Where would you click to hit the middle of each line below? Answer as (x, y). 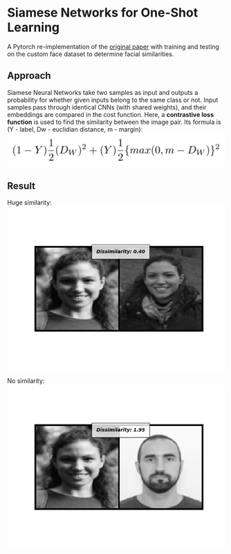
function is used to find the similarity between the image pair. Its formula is (114, 122)
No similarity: (26, 381)
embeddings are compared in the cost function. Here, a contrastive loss (111, 114)
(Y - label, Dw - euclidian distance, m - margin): (75, 129)
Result (21, 186)
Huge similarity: (29, 203)
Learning (34, 27)
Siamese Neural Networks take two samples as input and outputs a (103, 92)
